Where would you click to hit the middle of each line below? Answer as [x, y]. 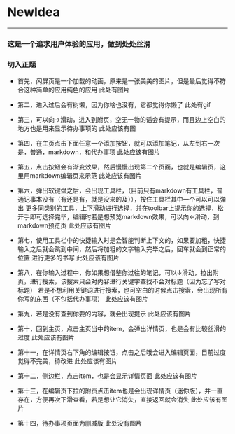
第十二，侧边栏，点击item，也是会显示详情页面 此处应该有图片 [107, 376]
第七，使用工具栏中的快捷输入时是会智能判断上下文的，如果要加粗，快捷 [121, 240]
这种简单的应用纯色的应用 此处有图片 [77, 90]
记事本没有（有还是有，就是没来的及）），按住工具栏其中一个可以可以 [122, 199]
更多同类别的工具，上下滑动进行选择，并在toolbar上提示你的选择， [122, 208]
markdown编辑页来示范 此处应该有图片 [86, 176]
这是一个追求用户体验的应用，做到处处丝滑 [79, 44]
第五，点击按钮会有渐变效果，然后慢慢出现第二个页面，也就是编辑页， [119, 167]
